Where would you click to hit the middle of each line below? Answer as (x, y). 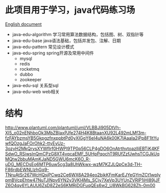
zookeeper (31, 79)
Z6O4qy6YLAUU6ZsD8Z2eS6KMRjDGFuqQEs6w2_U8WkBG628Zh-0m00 (80, 185)
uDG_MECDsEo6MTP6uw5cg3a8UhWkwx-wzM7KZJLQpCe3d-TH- (74, 164)
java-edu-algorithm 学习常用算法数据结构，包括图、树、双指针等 (78, 34)
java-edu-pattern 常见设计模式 (43, 47)
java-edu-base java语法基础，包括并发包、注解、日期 (66, 41)
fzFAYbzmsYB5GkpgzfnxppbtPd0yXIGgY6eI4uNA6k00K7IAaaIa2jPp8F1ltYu (82, 138)
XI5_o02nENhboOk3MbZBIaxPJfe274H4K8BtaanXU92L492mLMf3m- (76, 133)
